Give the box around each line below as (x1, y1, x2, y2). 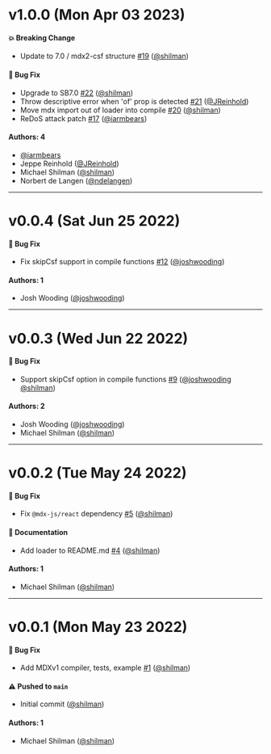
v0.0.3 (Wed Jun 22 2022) (8, 329, 189, 348)
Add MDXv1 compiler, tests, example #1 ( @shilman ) (19, 663, 191, 672)
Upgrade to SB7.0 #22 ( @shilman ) (19, 87, 134, 98)
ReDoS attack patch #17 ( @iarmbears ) (19, 113, 148, 123)
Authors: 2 (8, 402, 45, 411)
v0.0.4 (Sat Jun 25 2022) (8, 212, 181, 230)
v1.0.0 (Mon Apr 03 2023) (8, 6, 186, 24)
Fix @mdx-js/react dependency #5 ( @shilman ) (19, 509, 173, 519)
